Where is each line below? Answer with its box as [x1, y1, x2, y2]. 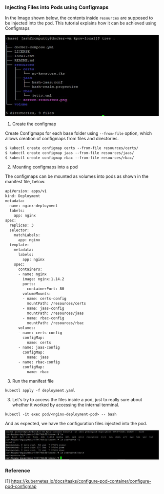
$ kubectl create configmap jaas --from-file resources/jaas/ [5, 150, 134, 155]
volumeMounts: [22, 291, 51, 296]
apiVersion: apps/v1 [5, 189, 47, 193]
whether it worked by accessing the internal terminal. [12, 402, 120, 408]
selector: [9, 228, 29, 233]
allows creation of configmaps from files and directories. [5, 135, 119, 141]
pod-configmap [5, 483, 37, 489]
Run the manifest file [12, 378, 54, 384]
